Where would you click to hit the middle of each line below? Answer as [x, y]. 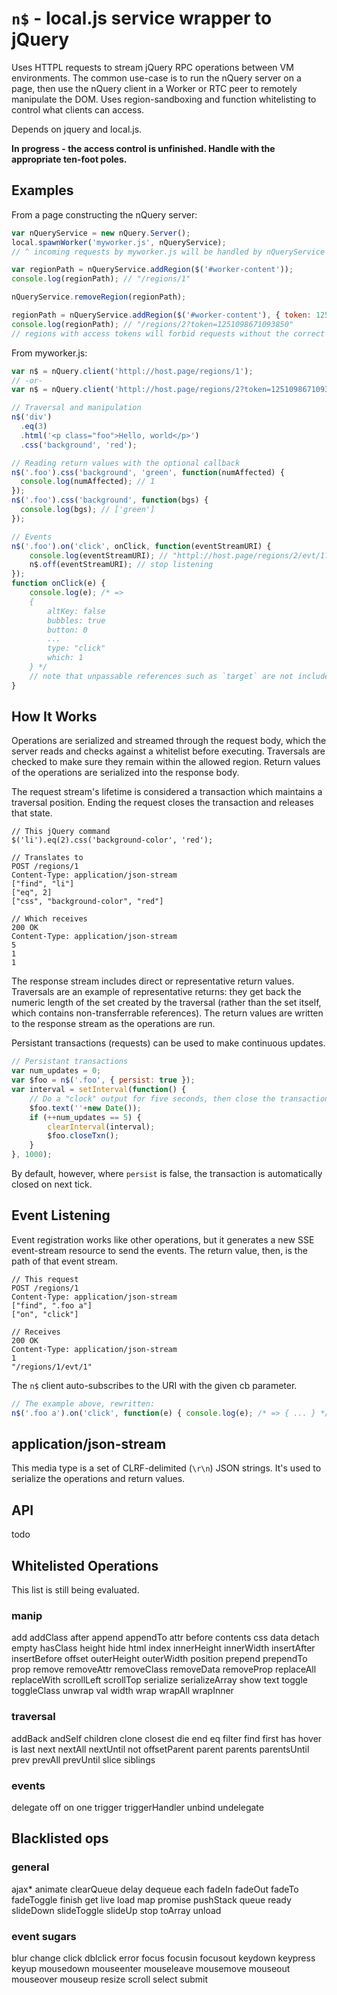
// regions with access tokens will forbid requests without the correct [168, 333]
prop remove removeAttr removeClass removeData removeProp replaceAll [164, 1669]
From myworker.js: [49, 353]
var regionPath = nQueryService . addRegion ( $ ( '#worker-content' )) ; [152, 270]
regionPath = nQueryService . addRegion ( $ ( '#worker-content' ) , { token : [161, 315]
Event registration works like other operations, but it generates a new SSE [163, 1239]
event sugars [44, 1936]
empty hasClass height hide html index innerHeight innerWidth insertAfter [163, 1648]
